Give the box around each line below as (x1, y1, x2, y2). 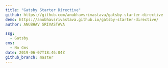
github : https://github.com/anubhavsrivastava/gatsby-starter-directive (5, 12, 163, 17)
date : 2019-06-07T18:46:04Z (5, 50, 65, 55)
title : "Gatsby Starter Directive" (5, 7, 81, 13)
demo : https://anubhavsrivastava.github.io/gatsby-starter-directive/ (5, 17, 159, 22)
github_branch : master (5, 55, 54, 60)
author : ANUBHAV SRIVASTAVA (5, 21, 65, 27)
